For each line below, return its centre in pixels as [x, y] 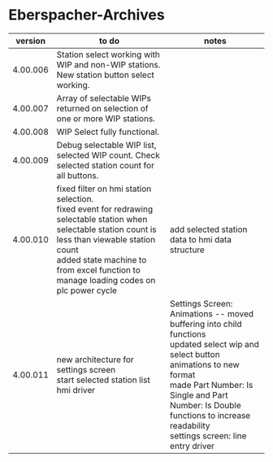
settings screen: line [208, 435]
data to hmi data [200, 239]
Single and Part [199, 394]
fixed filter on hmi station [104, 189]
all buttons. [78, 175]
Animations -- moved [212, 313]
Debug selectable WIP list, [106, 145]
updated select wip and [214, 344]
